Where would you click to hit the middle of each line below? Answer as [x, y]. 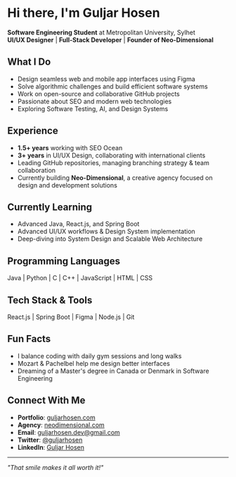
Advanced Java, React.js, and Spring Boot [78, 224]
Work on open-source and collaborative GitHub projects [99, 93]
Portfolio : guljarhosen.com [57, 417]
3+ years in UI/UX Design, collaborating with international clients [111, 155]
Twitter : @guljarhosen [50, 440]
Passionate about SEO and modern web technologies [94, 101]
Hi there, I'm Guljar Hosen [84, 13]
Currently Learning [50, 207]
